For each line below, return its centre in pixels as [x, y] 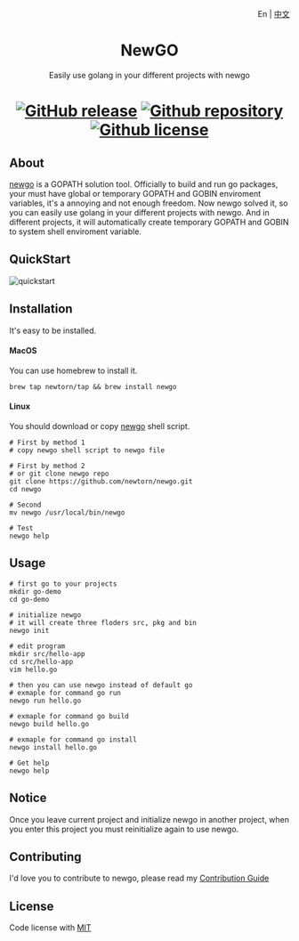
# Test [21, 528]
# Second [25, 505]
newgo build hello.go [49, 724]
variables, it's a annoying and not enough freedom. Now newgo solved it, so [149, 203]
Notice [28, 798]
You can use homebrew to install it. [73, 370]
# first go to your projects [63, 584]
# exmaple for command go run [65, 693]
